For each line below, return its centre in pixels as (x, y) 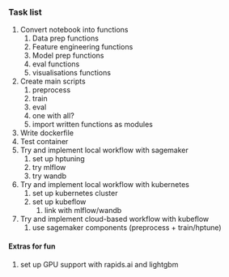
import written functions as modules (93, 125)
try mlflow (49, 168)
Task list (25, 12)
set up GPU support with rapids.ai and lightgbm (99, 264)
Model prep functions (68, 56)
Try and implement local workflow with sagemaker (104, 150)
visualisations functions (72, 73)
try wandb (49, 176)
